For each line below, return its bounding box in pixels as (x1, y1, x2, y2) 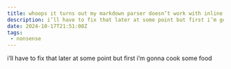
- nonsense (10, 36, 41, 42)
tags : (7, 29, 23, 36)
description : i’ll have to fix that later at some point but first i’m (7, 16, 217, 23)
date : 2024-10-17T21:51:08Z (7, 23, 88, 29)
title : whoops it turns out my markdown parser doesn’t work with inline (7, 10, 223, 17)
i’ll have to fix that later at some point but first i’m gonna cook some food (7, 54, 212, 62)
